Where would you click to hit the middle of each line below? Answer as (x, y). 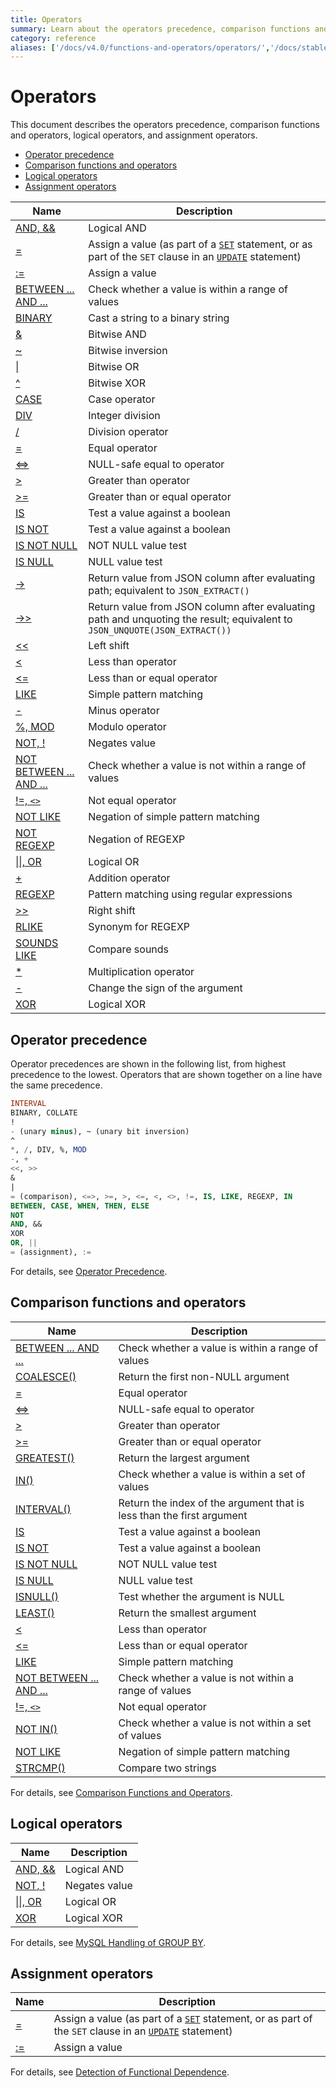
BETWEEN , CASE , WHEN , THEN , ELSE (80, 1206)
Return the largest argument (184, 1458)
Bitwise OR (114, 367)
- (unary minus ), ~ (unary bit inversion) (100, 1131)
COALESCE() (46, 1376)
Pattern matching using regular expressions (190, 894)
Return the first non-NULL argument (204, 1376)
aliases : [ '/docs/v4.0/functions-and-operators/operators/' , (140, 47)
